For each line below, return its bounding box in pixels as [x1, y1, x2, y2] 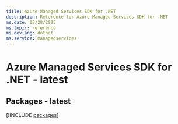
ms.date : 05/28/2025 [6, 19, 57, 25]
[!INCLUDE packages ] [6, 112, 59, 118]
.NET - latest [6, 73, 68, 86]
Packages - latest [6, 96, 71, 106]
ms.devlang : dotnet [6, 30, 54, 36]
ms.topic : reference [6, 24, 57, 31]
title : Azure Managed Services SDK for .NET [6, 8, 116, 15]
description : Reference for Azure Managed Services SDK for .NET [6, 14, 168, 20]
